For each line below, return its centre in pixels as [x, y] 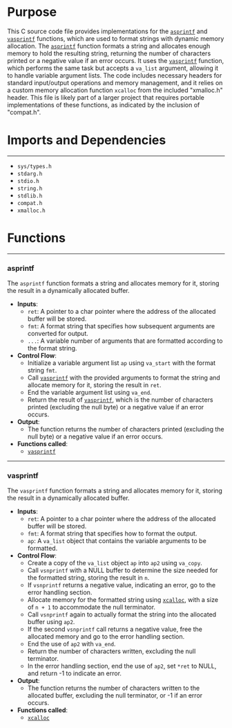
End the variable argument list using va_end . [89, 393]
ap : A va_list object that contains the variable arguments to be [117, 541]
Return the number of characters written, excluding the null [112, 651]
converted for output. [58, 334]
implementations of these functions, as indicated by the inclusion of [104, 105]
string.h [30, 188]
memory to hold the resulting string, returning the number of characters [109, 53]
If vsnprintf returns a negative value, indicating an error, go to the [122, 585]
